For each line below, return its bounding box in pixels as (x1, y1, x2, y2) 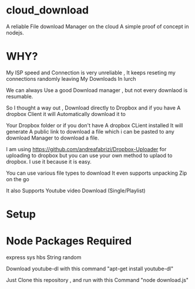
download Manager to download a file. (6, 134, 99, 141)
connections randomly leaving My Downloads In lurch (6, 75, 136, 82)
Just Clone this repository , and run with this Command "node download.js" (6, 277, 189, 283)
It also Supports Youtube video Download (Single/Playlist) (6, 187, 146, 194)
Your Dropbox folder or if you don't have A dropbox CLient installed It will (6, 121, 183, 129)
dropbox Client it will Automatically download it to (6, 110, 126, 117)
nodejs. (6, 29, 25, 36)
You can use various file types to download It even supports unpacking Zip (6, 169, 187, 176)
